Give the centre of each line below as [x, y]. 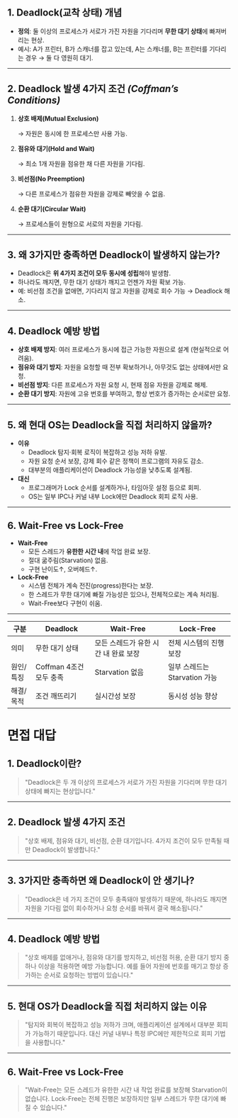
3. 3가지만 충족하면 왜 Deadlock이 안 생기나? [101, 881]
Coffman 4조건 [59, 666]
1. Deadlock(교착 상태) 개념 [65, 13]
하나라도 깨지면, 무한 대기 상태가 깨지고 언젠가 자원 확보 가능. [102, 282]
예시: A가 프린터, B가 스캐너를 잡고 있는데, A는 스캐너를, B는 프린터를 [112, 49]
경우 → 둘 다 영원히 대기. [59, 57]
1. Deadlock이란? [45, 764]
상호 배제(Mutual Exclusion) [58, 118]
